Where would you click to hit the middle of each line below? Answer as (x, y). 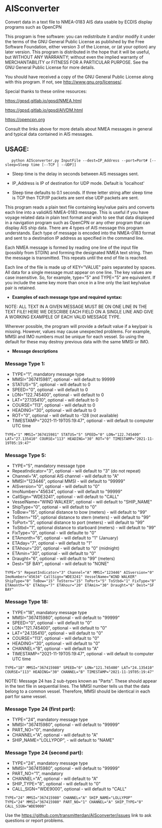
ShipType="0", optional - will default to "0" (54, 507)
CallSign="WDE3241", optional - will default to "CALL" (65, 497)
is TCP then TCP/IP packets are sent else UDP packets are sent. (75, 197)
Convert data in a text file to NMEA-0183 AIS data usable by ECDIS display (79, 22)
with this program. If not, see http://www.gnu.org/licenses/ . (64, 82)
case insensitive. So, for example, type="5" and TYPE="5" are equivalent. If (80, 277)
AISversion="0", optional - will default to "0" (56, 487)
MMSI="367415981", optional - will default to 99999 (63, 379)
